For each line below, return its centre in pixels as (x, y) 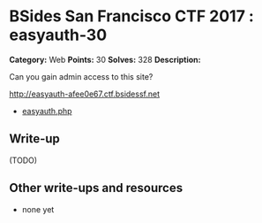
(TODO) (23, 160)
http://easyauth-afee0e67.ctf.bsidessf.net (85, 94)
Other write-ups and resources (96, 188)
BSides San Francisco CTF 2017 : (131, 16)
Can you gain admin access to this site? (81, 76)
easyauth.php (47, 111)
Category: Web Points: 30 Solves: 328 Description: (105, 59)
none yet (38, 209)
